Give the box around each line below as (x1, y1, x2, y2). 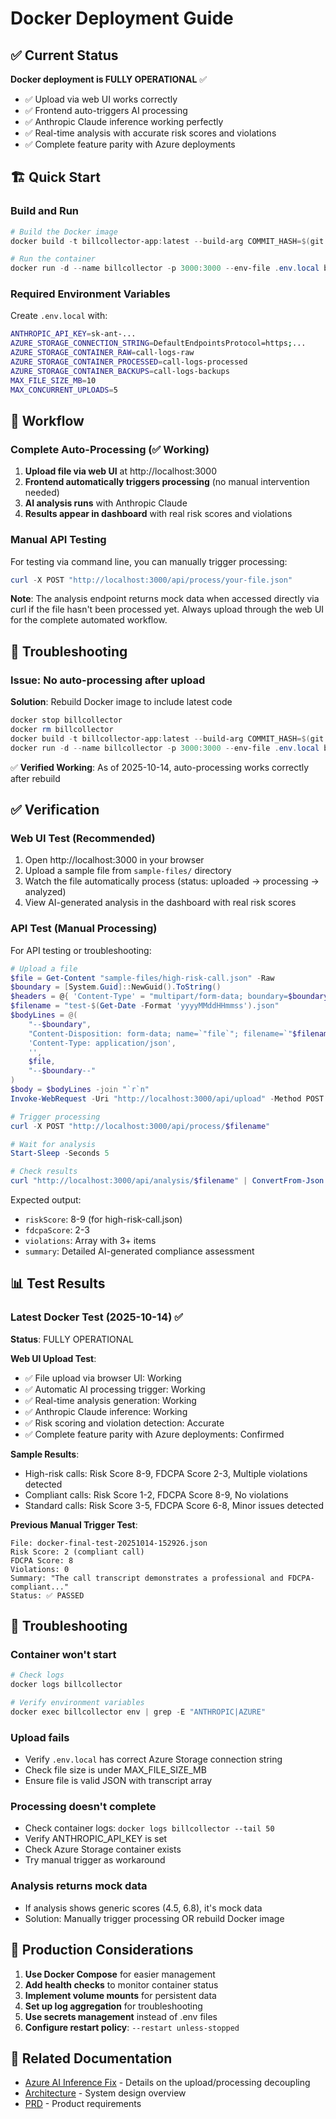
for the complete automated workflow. (10, 614, 168, 626)
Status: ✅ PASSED (10, 1590, 85, 1601)
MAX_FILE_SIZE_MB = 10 (10, 375, 97, 386)
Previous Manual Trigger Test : (10, 1518, 138, 1531)
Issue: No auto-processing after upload (10, 673, 206, 687)
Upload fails (10, 1730, 70, 1744)
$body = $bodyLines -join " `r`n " (10, 1085, 150, 1095)
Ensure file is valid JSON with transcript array (24, 1775, 213, 1787)
